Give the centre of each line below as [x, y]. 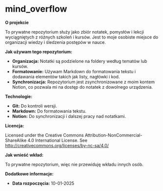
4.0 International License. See [58, 140]
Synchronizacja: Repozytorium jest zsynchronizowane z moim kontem [83, 82]
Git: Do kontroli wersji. [34, 106]
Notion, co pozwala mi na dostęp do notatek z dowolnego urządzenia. [82, 87]
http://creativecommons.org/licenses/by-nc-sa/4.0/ [57, 145]
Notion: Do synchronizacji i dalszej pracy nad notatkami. [69, 116]
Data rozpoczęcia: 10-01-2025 [43, 183]
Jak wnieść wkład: [24, 155]
